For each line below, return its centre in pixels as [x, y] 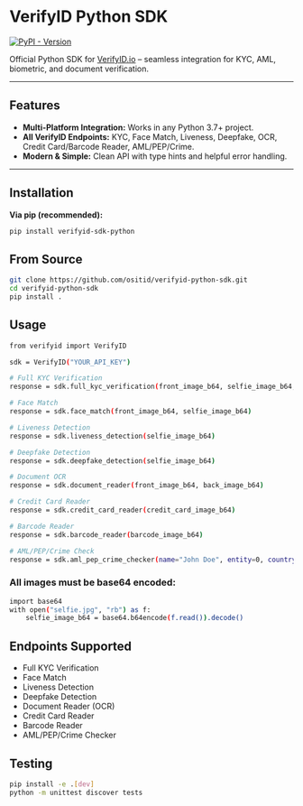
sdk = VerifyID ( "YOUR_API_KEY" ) [70, 362]
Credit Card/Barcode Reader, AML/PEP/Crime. [108, 146]
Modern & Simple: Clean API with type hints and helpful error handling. [155, 156]
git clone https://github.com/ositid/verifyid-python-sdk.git [129, 280]
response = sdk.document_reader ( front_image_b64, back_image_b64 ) [137, 486]
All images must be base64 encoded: [92, 582]
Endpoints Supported [71, 646]
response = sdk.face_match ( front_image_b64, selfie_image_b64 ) [131, 412]
